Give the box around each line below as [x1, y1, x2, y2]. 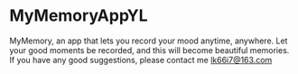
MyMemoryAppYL [9, 5, 148, 26]
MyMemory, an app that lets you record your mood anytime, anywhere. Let [9, 35, 288, 46]
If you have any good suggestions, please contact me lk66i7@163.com [9, 54, 273, 65]
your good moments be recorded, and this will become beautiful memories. [9, 44, 290, 55]
